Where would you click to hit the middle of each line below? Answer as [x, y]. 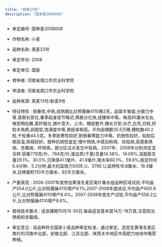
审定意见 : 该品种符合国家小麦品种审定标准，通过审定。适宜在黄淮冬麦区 [84, 227]
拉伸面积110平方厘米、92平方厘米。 [53, 172]
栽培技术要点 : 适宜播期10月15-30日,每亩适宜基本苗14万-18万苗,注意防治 [83, 211]
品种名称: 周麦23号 [31, 49]
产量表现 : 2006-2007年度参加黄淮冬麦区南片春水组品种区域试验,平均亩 [83, 182]
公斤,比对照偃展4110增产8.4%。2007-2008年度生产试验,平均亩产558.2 [82, 194]
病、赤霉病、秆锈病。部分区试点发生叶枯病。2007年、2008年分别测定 [82, 148]
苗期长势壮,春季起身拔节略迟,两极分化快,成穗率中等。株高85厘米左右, [86, 117]
